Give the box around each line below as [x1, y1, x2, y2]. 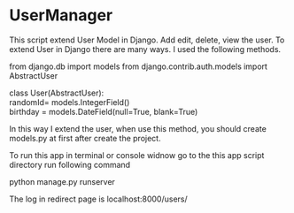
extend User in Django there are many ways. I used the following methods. [9, 43, 282, 54]
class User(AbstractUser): [9, 87, 104, 98]
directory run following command [9, 159, 131, 170]
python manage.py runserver [9, 176, 115, 186]
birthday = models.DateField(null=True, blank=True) [9, 106, 198, 117]
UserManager [9, 5, 113, 26]
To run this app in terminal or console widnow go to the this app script [9, 149, 265, 160]
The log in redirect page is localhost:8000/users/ [9, 194, 188, 204]
